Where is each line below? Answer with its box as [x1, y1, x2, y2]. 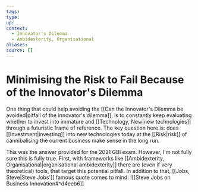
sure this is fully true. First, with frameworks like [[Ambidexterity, [6, 155, 165, 162]
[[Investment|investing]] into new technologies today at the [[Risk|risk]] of [6, 130, 187, 137]
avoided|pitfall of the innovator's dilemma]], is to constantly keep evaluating [6, 111, 192, 119]
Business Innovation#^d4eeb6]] [6, 180, 84, 187]
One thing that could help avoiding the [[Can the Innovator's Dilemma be [6, 105, 184, 112]
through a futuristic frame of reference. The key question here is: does [6, 124, 179, 131]
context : [6, 25, 28, 32]
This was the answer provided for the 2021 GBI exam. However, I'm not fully [6, 148, 192, 155]
